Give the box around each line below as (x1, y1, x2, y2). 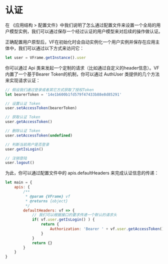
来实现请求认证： (5, 77, 40, 83)
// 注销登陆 (5, 155, 27, 160)
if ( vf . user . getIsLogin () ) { (31, 217, 95, 222)
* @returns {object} (25, 198, 68, 203)
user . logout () (5, 160, 35, 165)
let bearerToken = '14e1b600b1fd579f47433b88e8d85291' (5, 92, 122, 97)
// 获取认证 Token (5, 114, 40, 120)
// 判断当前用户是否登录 (5, 142, 49, 147)
